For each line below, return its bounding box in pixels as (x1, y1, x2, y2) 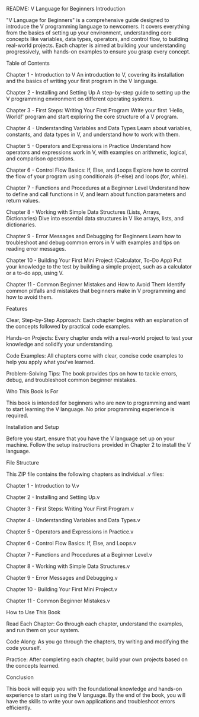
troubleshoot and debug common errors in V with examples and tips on (6, 239, 180, 246)
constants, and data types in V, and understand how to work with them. (6, 131, 180, 138)
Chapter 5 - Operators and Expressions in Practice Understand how (6, 143, 172, 149)
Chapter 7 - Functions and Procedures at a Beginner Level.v (6, 551, 153, 558)
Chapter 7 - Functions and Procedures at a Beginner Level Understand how (6, 184, 190, 191)
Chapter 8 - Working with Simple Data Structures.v (6, 563, 130, 570)
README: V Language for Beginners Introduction (6, 5, 126, 12)
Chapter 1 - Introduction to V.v (6, 482, 80, 489)
